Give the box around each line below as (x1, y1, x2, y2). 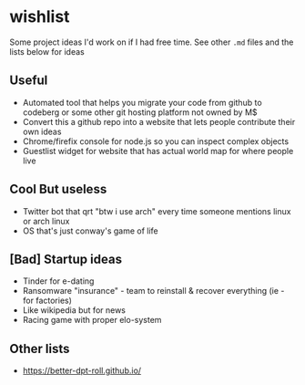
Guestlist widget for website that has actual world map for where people (22, 145, 294, 156)
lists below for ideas (9, 46, 85, 57)
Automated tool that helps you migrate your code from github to (22, 97, 262, 108)
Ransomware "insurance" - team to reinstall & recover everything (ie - (22, 286, 285, 297)
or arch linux (22, 215, 70, 226)
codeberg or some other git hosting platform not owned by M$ (22, 107, 258, 118)
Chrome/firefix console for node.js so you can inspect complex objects (22, 135, 290, 147)
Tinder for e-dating (22, 276, 95, 286)
